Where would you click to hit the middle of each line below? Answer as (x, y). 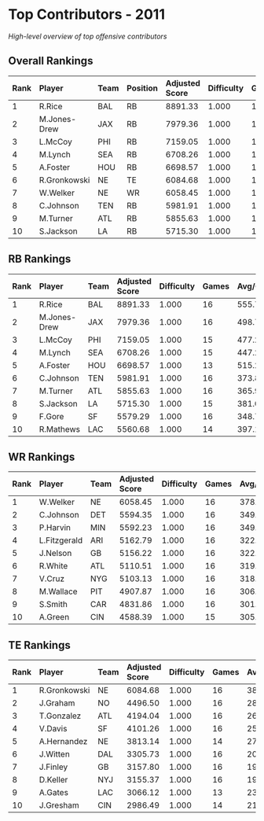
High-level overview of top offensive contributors (88, 36)
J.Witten (55, 754)
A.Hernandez (63, 742)
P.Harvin (55, 528)
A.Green (54, 617)
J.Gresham (59, 805)
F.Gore (51, 416)
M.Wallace (58, 591)
